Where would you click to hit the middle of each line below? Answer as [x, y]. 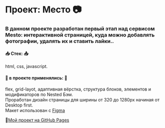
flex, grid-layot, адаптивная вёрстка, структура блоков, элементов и [78, 89]
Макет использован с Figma [35, 110]
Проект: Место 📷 [43, 10]
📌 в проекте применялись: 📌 [36, 77]
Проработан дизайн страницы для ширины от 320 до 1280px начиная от [82, 99]
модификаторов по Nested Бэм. [39, 94]
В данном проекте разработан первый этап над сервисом [80, 29]
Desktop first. [19, 105]
